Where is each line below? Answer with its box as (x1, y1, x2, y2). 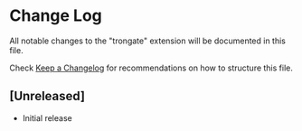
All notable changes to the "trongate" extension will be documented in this (9, 35, 287, 46)
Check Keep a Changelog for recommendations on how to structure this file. (9, 62, 294, 73)
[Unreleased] (9, 89, 86, 104)
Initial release (22, 112, 72, 123)
